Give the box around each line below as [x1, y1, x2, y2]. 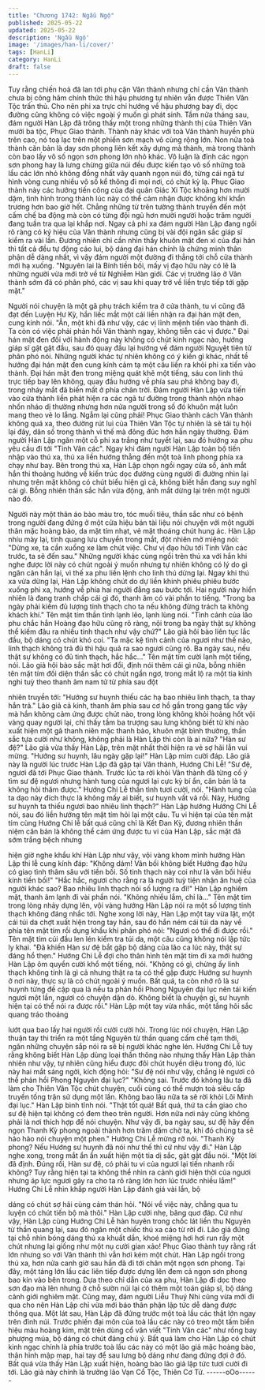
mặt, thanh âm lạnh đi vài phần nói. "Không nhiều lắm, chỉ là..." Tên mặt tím [8, 892, 252, 901]
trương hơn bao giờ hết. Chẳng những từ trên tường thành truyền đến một [8, 202, 246, 212]
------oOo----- [206, 1367, 256, 1377]
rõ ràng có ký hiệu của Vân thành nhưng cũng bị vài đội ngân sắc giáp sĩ [8, 227, 243, 237]
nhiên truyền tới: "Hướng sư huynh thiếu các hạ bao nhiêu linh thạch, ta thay [8, 692, 256, 702]
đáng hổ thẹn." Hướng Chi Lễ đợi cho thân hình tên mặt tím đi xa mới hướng [8, 950, 253, 960]
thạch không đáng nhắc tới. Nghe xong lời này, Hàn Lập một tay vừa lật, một [8, 909, 255, 918]
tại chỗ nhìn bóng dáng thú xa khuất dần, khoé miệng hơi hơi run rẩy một [8, 1233, 244, 1242]
